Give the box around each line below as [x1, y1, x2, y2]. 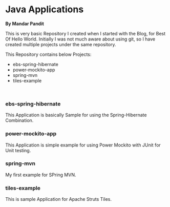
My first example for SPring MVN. [5, 172, 76, 178]
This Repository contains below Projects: [5, 51, 92, 57]
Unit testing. [5, 147, 31, 153]
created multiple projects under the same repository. [5, 41, 116, 47]
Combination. [5, 117, 34, 123]
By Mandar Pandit [5, 20, 45, 27]
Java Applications [5, 4, 84, 15]
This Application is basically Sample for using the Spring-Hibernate [5, 112, 147, 118]
